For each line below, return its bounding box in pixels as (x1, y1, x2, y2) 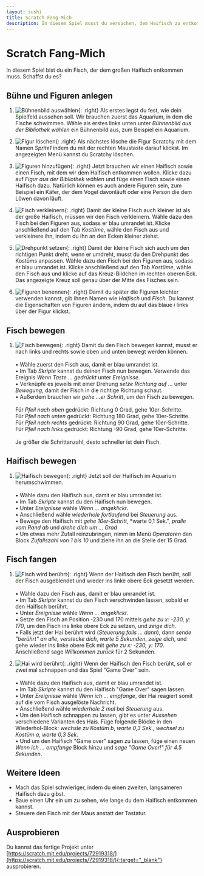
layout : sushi (6, 9, 42, 15)
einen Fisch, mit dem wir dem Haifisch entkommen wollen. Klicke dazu (15, 169, 192, 176)
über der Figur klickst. (15, 308, 70, 315)
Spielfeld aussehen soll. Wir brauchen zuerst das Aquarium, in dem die (15, 113, 192, 120)
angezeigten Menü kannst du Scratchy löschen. (15, 151, 135, 158)
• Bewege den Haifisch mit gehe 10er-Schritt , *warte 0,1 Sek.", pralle (15, 517, 186, 525)
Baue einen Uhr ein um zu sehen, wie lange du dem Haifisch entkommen (15, 797, 197, 804)
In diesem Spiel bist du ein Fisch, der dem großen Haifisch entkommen (6, 66, 183, 74)
